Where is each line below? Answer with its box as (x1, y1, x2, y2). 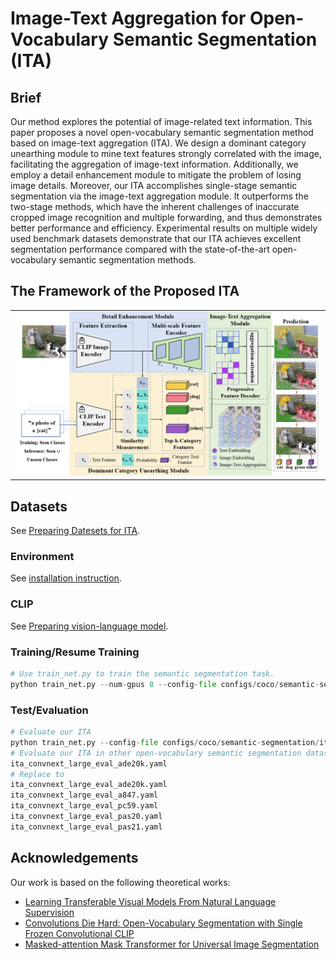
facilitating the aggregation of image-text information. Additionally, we (10, 158, 299, 170)
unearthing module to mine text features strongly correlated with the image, (10, 148, 322, 159)
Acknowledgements (10, 850, 139, 867)
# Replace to (10, 769, 65, 779)
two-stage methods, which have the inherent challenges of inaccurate (10, 201, 300, 212)
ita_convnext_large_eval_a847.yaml (10, 790, 159, 801)
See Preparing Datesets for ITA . (10, 525, 141, 537)
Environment (10, 550, 75, 563)
